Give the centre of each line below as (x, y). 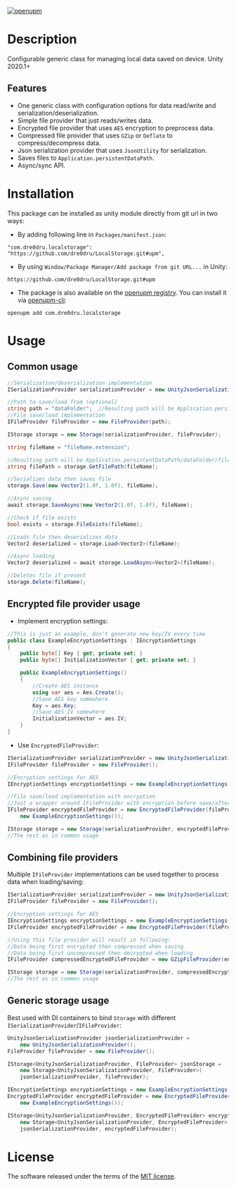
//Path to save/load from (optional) (63, 402)
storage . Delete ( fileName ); (47, 582)
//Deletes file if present (47, 576)
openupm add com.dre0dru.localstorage (64, 313)
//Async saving (29, 499)
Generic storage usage (58, 1001)
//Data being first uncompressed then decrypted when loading (100, 953)
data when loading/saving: (46, 882)
